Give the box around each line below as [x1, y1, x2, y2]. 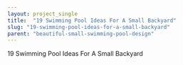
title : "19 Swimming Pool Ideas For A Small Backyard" [7, 17, 177, 24]
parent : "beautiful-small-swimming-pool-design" [7, 30, 155, 37]
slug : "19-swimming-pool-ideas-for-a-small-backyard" [7, 23, 171, 30]
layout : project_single [7, 10, 78, 18]
